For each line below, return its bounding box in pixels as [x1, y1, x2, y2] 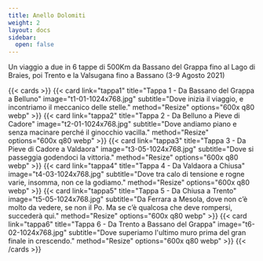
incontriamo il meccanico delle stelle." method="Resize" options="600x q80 [8, 103, 255, 112]
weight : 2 [8, 19, 41, 27]
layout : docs [8, 26, 51, 34]
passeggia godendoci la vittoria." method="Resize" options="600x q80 [8, 153, 239, 162]
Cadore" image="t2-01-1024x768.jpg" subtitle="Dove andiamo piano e [8, 119, 237, 129]
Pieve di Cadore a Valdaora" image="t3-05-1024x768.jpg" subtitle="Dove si [8, 145, 254, 154]
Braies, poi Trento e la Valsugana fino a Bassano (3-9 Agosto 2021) [8, 71, 225, 80]
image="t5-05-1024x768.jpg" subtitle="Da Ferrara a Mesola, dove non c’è [8, 194, 248, 204]
